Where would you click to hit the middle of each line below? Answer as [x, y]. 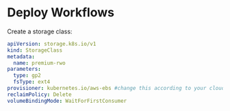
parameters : [24, 69]
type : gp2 [27, 76]
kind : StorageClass [35, 50]
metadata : [21, 57]
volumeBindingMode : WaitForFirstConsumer [67, 101]
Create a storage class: [40, 31]
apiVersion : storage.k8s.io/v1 [52, 44]
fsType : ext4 [32, 82]
